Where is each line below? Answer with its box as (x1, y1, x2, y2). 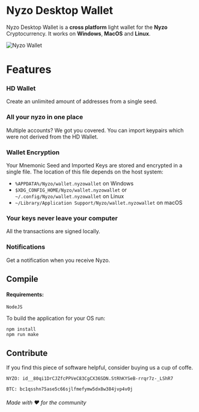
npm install (6, 326, 36, 332)
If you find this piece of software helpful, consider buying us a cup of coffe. (6, 364, 194, 371)
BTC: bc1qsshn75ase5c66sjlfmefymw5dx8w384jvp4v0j (6, 386, 133, 392)
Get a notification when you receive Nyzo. (6, 257, 110, 264)
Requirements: (6, 290, 44, 298)
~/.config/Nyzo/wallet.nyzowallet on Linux (14, 193, 124, 200)
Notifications (6, 243, 46, 251)
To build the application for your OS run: (6, 314, 106, 322)
